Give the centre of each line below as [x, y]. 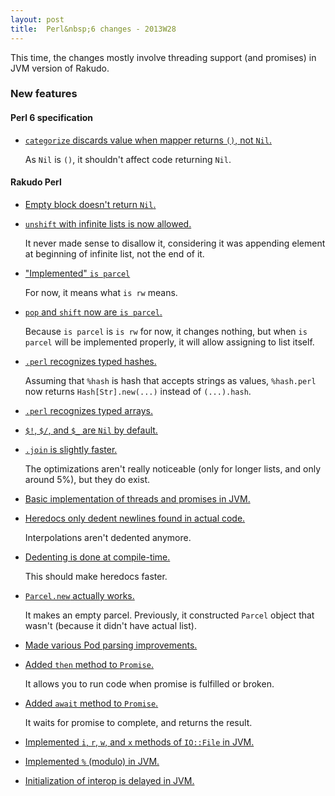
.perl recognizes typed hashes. [90, 361]
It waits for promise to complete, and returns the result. [138, 722]
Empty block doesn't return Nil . [90, 204]
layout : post [37, 19]
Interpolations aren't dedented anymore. [108, 537]
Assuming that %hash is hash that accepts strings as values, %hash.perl [170, 380]
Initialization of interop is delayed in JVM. [109, 780]
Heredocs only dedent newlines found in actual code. [135, 518]
